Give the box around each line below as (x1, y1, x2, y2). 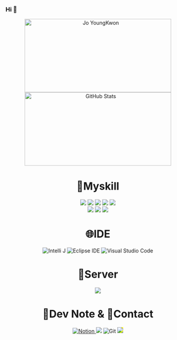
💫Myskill (76, 180, 120, 193)
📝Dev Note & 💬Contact (42, 308, 154, 321)
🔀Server (77, 268, 118, 281)
